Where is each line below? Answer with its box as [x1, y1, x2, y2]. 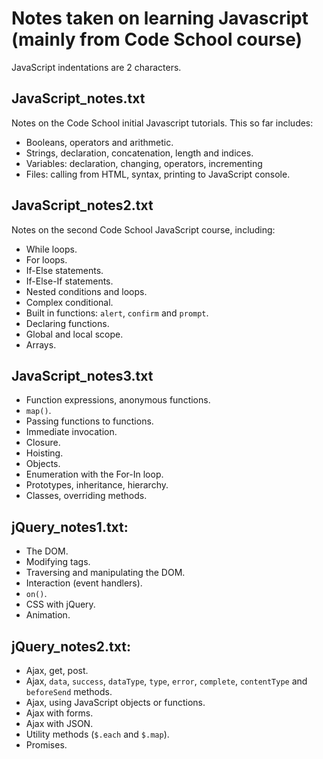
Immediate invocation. [25, 426, 118, 438]
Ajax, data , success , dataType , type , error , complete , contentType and [25, 675, 308, 687]
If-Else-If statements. [25, 275, 114, 287]
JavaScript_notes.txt [11, 90, 146, 107]
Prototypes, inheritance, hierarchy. [25, 479, 169, 491]
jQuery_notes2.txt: [11, 638, 131, 655]
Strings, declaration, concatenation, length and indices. [25, 147, 254, 159]
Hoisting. [25, 447, 64, 459]
